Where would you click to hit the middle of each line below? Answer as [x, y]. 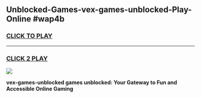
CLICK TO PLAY [29, 36]
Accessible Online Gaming [40, 88]
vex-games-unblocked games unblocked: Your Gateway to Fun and [92, 82]
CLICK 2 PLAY [27, 58]
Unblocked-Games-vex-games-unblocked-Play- [99, 10]
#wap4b [48, 19]
